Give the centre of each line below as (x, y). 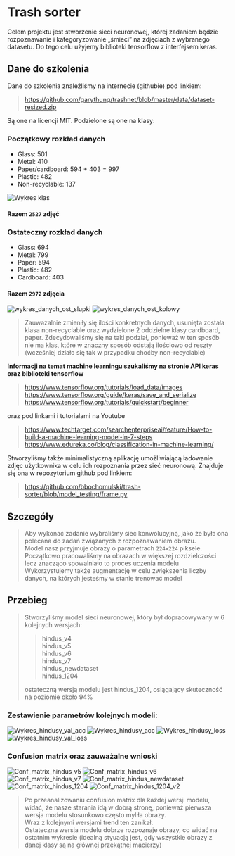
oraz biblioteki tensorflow (46, 374)
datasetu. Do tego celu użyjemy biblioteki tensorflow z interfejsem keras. (113, 46)
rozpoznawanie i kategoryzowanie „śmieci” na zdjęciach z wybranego (109, 39)
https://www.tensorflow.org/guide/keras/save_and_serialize (110, 395)
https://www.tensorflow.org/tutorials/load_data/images (103, 387)
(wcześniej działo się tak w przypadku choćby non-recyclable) (115, 353)
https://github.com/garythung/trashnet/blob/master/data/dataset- (120, 99)
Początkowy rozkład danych (56, 139)
